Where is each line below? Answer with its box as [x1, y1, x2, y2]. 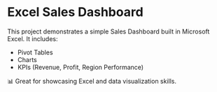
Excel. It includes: [7, 34, 58, 43]
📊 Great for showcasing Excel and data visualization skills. [7, 77, 177, 85]
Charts [17, 55, 37, 63]
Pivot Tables [17, 48, 54, 56]
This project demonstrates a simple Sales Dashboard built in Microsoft [7, 27, 210, 36]
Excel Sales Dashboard [7, 4, 143, 20]
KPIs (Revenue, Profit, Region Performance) [17, 63, 144, 71]
